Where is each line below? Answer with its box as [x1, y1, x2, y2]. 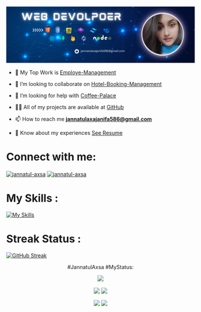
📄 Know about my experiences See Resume [14, 129, 123, 137]
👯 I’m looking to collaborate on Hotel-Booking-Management [14, 81, 162, 88]
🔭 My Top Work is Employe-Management [14, 69, 117, 76]
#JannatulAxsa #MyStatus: [67, 263, 134, 270]
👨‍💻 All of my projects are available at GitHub [14, 104, 124, 111]
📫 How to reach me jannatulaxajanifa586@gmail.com [14, 116, 153, 123]
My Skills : [6, 191, 59, 205]
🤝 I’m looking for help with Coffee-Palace [14, 92, 117, 99]
